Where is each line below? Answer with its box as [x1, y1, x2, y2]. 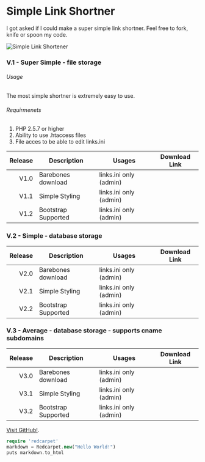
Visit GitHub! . [6, 426, 40, 433]
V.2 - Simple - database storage [6, 232, 103, 240]
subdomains [6, 334, 45, 343]
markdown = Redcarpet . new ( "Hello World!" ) [6, 444, 116, 450]
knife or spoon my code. [6, 31, 68, 38]
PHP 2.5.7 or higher [15, 125, 65, 133]
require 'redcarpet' [6, 438, 59, 444]
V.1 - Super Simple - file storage [6, 58, 102, 67]
